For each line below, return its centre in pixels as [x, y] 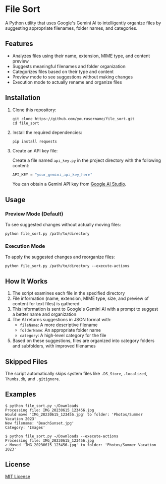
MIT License [18, 476]
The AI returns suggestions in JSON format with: [62, 320]
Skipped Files [27, 362]
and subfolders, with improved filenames [54, 346]
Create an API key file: [35, 150]
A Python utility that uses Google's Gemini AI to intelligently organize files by [83, 23]
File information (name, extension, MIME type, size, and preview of [81, 298]
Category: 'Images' [25, 427]
